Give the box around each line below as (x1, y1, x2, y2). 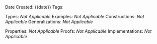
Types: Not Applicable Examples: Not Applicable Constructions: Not (5, 14, 145, 19)
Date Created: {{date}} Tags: (5, 4, 64, 10)
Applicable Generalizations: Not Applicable (5, 19, 93, 24)
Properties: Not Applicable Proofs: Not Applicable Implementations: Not (5, 28, 152, 34)
